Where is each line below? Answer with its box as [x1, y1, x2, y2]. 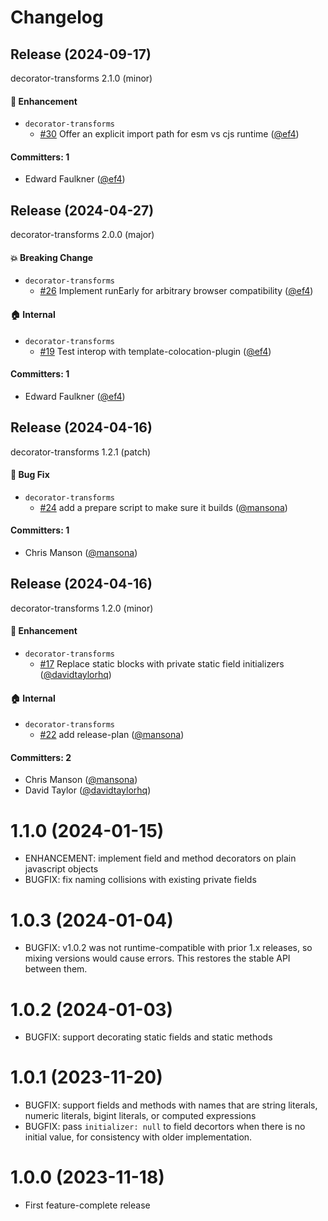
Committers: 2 [10, 751, 72, 763]
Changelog [10, 6, 104, 29]
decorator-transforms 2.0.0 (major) [10, 229, 155, 241]
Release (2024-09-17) [10, 46, 152, 63]
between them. [24, 963, 88, 975]
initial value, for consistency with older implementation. [24, 1131, 253, 1143]
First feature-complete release [24, 1199, 151, 1211]
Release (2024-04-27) [10, 202, 155, 219]
